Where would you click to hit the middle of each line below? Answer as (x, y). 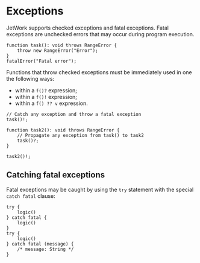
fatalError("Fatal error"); (42, 61)
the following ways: (30, 78)
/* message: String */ (45, 249)
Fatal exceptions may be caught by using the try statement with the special (100, 189)
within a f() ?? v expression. (52, 103)
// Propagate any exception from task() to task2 (81, 135)
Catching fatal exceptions (56, 175)
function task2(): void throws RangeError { (63, 130)
